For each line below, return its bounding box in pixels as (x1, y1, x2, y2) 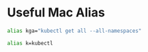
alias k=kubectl (7, 40, 53, 47)
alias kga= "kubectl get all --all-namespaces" (7, 27, 142, 34)
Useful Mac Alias (7, 5, 106, 21)
